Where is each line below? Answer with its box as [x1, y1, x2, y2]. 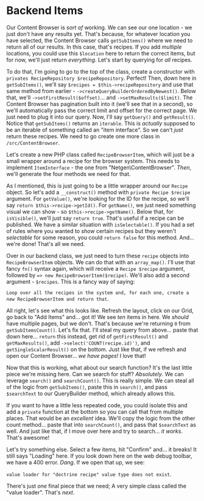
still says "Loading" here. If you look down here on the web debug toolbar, [6, 452, 193, 460]
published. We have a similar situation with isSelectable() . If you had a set [6, 220, 195, 228]
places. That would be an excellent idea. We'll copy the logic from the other [6, 415, 196, 422]
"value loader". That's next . [6, 488, 75, 496]
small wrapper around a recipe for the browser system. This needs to [6, 157, 180, 164]
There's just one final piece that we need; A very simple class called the [6, 482, 187, 489]
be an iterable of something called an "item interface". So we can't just [6, 126, 184, 133]
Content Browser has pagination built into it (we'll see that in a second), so [6, 100, 193, 107]
